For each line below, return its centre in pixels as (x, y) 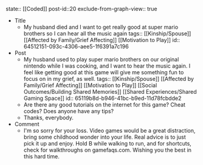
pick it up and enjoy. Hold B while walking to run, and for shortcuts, (108, 143)
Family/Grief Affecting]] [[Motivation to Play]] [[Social (90, 85)
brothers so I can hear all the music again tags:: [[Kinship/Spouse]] (107, 33)
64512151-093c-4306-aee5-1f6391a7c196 (76, 46)
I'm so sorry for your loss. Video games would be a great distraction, (109, 131)
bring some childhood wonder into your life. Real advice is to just (105, 137)
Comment (27, 124)
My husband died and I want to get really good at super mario (101, 27)
